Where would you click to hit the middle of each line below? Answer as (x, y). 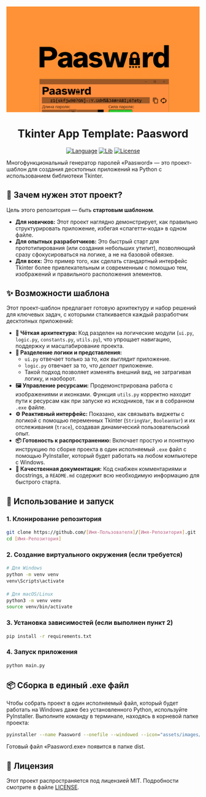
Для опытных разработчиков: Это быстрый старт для (87, 241)
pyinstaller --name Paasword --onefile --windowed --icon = (83, 735)
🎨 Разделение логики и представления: (69, 353)
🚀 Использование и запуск (60, 501)
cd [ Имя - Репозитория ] (34, 539)
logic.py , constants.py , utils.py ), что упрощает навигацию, (93, 340)
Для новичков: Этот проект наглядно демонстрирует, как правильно (106, 222)
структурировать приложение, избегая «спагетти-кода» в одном (101, 228)
